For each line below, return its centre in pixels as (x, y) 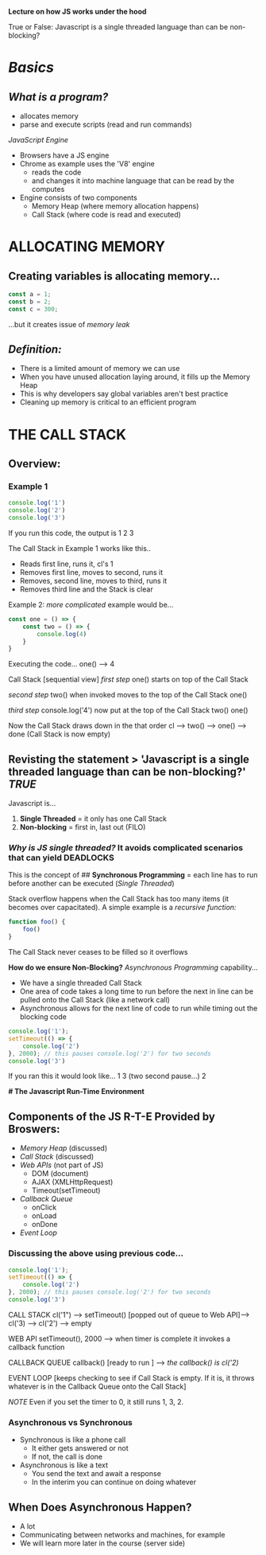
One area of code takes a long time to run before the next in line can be (137, 991)
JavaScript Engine (39, 140)
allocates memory (49, 116)
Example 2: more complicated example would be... (91, 604)
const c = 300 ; (33, 309)
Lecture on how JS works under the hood (77, 12)
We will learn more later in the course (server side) (102, 1543)
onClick (44, 1207)
